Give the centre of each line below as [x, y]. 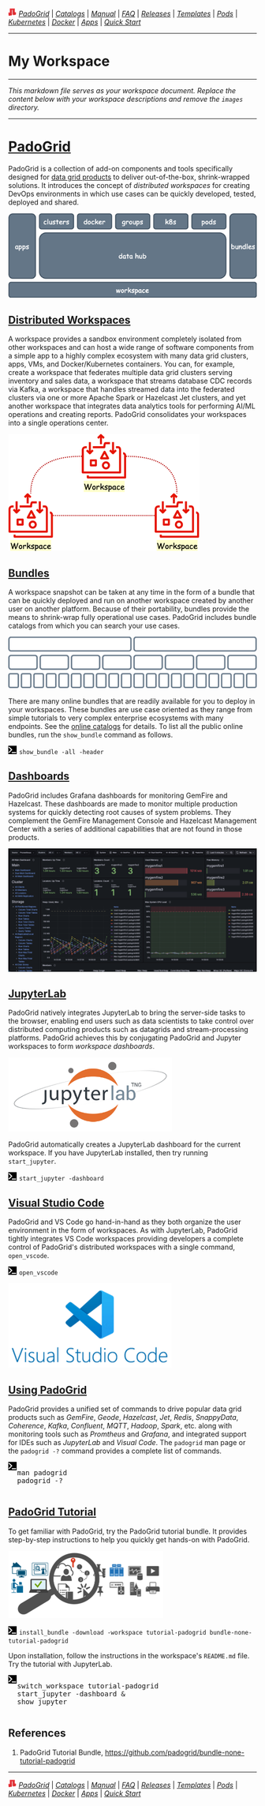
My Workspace [59, 61]
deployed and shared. [44, 202]
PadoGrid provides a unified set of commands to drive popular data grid [125, 1409]
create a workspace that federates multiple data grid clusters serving [120, 373]
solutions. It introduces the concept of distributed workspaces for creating [129, 185]
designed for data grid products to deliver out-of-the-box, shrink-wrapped [129, 177]
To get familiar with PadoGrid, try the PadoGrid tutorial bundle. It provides [127, 1531]
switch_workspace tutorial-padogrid [88, 1686]
